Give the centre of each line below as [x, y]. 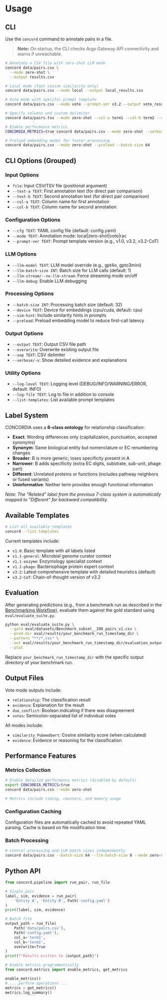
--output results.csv [32, 77]
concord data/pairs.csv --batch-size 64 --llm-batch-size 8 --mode [77, 856]
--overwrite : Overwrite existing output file [55, 350]
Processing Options [30, 293]
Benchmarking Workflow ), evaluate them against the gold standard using [80, 610]
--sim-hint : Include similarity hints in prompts [59, 315]
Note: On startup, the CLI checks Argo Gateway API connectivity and [88, 49]
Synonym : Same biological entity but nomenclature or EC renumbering [85, 448]
